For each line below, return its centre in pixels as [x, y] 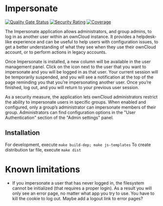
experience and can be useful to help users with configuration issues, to [86, 41]
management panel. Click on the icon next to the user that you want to [76, 67]
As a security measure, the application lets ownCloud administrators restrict [81, 97]
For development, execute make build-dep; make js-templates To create [78, 145]
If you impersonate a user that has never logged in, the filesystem [78, 183]
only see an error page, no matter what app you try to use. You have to [83, 193]
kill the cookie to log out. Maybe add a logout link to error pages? [77, 198]
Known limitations [43, 169]
